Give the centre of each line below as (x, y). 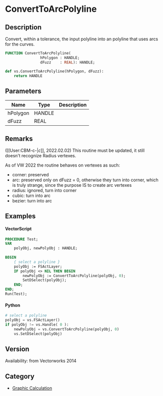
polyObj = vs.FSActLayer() (33, 320)
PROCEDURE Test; (22, 239)
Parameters (23, 91)
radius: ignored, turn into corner (44, 190)
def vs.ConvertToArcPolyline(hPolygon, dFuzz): (55, 71)
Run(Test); (16, 294)
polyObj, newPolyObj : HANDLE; (46, 248)
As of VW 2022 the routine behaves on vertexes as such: (63, 165)
